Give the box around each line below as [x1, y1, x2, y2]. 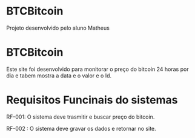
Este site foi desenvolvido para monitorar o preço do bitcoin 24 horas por [6, 65, 189, 73]
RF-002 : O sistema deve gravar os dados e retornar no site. [6, 125, 156, 132]
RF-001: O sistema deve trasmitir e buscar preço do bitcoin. [6, 113, 155, 120]
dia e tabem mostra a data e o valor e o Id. [6, 71, 112, 79]
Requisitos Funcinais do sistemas [6, 93, 178, 107]
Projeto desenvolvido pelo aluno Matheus [6, 24, 110, 31]
